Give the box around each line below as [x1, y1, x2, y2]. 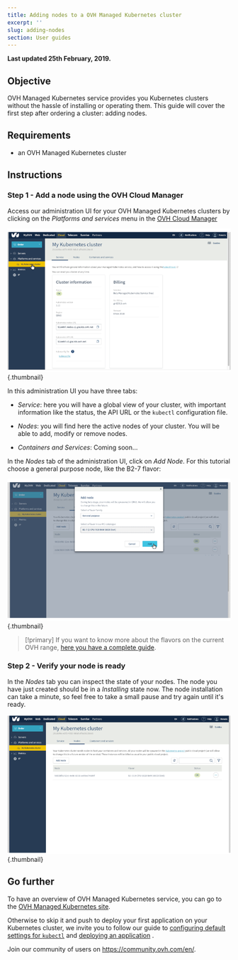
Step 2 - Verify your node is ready [7, 661, 126, 671]
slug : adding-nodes [7, 26, 65, 33]
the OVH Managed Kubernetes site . [7, 902, 111, 910]
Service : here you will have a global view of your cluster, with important [17, 400, 227, 409]
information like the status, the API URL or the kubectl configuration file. [17, 408, 228, 417]
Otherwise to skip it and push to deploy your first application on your [7, 916, 208, 924]
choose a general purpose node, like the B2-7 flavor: [7, 464, 161, 473]
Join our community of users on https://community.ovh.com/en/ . [7, 944, 196, 953]
